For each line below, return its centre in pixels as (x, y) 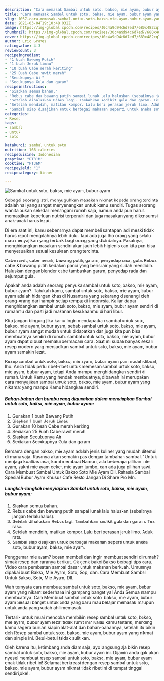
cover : (12, 37)
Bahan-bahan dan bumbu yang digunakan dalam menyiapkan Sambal (78, 399)
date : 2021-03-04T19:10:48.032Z (38, 23)
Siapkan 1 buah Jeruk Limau (40, 421)
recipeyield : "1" (23, 168)
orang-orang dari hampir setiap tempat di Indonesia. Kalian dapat (71, 301)
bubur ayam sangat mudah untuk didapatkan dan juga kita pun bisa (73, 331)
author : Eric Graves (26, 41)
